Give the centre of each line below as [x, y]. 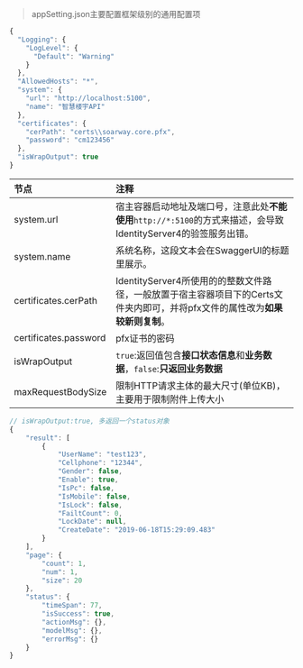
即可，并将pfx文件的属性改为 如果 [213, 307]
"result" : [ [48, 438]
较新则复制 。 [143, 321]
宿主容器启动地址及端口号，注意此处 [193, 206]
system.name [42, 256]
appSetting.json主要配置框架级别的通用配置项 [116, 14]
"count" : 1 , [64, 563]
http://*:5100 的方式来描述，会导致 [209, 220]
